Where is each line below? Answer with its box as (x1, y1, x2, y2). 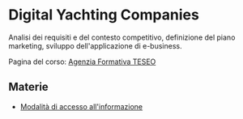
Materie (8, 80, 49, 94)
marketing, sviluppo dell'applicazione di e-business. (8, 40, 182, 50)
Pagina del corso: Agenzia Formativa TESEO (8, 57, 156, 66)
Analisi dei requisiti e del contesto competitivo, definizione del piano (8, 32, 236, 42)
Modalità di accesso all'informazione (19, 101, 143, 111)
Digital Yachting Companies (8, 6, 200, 24)
